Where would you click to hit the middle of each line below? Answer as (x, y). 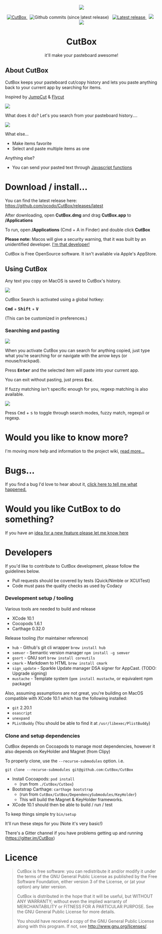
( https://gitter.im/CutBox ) (30, 838)
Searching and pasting (32, 331)
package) (22, 683)
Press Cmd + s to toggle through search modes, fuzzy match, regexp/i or (77, 413)
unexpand (21, 718)
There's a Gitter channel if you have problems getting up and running (74, 833)
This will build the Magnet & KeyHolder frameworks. (71, 800)
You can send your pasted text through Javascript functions (72, 167)
